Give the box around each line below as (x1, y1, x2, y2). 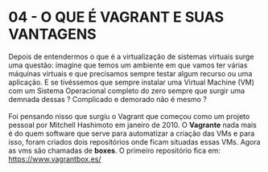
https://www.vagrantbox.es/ (8, 154, 102, 164)
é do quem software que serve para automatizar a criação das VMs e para (8, 129, 255, 138)
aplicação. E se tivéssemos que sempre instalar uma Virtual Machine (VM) (8, 77, 255, 87)
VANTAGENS (8, 25, 97, 43)
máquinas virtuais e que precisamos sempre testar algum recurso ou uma (8, 68, 253, 78)
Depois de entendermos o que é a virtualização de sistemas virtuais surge (8, 51, 255, 61)
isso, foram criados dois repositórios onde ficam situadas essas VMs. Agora (8, 137, 261, 146)
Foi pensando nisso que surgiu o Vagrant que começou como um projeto (8, 111, 250, 121)
